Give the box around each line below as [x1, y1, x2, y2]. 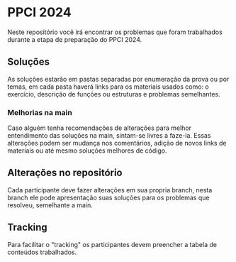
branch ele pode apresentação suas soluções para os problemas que [7, 193, 210, 202]
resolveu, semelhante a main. [7, 200, 94, 209]
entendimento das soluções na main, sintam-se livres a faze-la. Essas [7, 131, 211, 140]
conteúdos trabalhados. [7, 248, 77, 256]
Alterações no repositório [7, 167, 123, 179]
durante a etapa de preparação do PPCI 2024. [7, 35, 142, 43]
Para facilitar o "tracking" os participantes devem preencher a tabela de [7, 240, 218, 249]
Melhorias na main [7, 107, 72, 117]
